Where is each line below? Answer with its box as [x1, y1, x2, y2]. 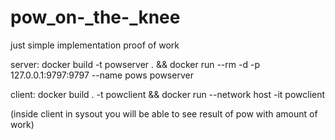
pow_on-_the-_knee [10, 6, 181, 29]
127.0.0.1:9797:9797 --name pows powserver [10, 69, 194, 81]
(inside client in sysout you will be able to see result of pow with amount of [10, 107, 318, 120]
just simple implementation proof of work [10, 39, 180, 51]
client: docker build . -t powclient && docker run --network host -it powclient [10, 88, 326, 100]
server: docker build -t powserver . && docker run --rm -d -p [10, 58, 260, 70]
